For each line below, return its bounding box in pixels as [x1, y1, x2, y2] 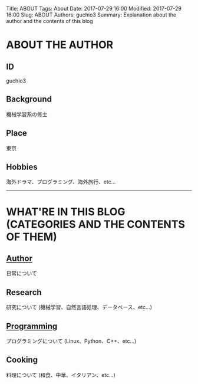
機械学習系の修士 [6, 110, 48, 117]
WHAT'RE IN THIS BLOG [6, 205, 126, 218]
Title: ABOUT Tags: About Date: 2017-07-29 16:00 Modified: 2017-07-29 [6, 5, 181, 12]
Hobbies [6, 162, 38, 172]
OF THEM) [6, 230, 57, 244]
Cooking [6, 355, 38, 365]
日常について [6, 270, 37, 277]
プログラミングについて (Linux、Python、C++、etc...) [6, 337, 137, 344]
